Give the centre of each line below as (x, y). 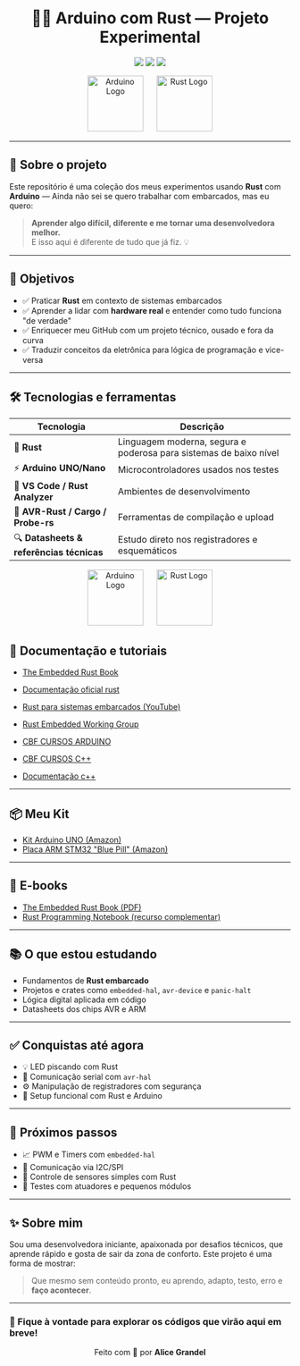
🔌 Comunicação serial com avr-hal (87, 1077)
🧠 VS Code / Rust (51, 486)
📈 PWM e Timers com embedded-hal (89, 1155)
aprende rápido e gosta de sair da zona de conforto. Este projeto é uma (141, 1254)
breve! (24, 1333)
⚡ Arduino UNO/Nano (60, 468)
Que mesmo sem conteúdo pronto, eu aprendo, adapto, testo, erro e (157, 1281)
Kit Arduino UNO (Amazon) (72, 840)
